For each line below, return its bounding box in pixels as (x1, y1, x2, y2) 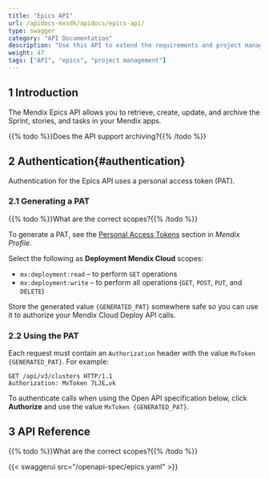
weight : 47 (8, 49, 45, 57)
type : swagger (8, 26, 56, 34)
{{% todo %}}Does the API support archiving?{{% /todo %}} (8, 131, 207, 141)
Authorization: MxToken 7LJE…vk (8, 380, 116, 388)
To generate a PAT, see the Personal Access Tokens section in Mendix (8, 229, 240, 239)
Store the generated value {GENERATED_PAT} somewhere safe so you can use (8, 301, 259, 311)
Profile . (8, 238, 32, 248)
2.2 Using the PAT (8, 330, 79, 341)
